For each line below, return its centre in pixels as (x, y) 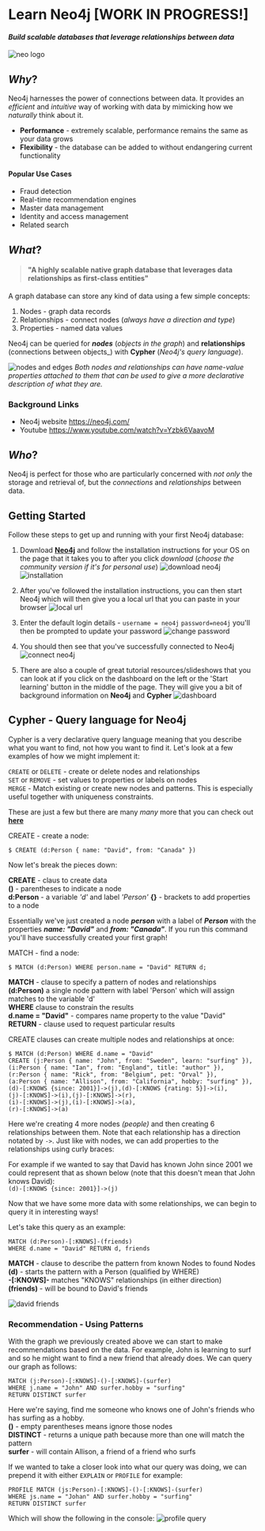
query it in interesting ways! (53, 1212)
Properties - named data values (71, 328)
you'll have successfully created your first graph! (88, 937)
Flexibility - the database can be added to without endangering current (136, 147)
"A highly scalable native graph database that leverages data (130, 270)
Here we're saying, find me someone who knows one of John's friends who (132, 1410)
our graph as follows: (43, 1367)
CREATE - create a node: (49, 835)
